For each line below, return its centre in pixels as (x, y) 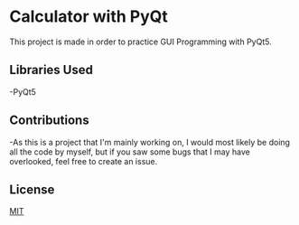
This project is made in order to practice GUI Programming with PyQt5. (141, 42)
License (32, 189)
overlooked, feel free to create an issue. (84, 161)
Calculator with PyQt (89, 17)
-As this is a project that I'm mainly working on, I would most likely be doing (150, 142)
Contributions (49, 121)
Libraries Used (51, 70)
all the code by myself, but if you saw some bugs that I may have (130, 152)
